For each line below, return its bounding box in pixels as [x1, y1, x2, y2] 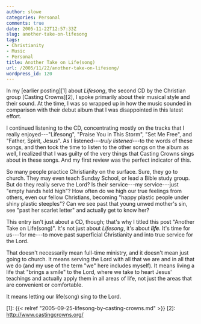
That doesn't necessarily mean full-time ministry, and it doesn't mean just [6, 249, 189, 256]
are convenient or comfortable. [6, 281, 83, 288]
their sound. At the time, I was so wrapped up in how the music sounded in [6, 100, 191, 107]
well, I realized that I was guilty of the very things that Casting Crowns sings [6, 150, 194, 157]
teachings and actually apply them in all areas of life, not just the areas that [6, 275, 192, 282]
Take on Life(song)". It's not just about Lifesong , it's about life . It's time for [6, 224, 191, 232]
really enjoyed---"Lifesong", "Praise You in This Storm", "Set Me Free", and [6, 131, 193, 138]
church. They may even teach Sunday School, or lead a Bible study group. [6, 174, 190, 182]
